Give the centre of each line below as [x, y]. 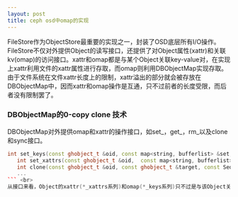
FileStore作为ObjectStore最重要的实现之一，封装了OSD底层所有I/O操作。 [114, 41]
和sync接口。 [27, 140]
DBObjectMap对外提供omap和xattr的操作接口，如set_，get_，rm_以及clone [118, 131]
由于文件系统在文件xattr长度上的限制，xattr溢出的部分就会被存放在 [104, 77]
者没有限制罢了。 [32, 95]
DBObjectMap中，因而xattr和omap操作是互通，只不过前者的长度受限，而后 [117, 86]
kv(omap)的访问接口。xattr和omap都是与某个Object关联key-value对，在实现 [119, 59]
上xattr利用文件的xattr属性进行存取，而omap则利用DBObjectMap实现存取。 [118, 68]
